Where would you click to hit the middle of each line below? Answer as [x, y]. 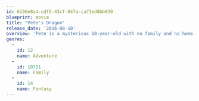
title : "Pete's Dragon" [36, 23]
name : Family [33, 72]
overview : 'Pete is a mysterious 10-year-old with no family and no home [100, 34]
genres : [16, 39]
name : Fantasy [34, 89]
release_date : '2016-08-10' [41, 28]
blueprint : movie [28, 17]
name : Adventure [37, 56]
